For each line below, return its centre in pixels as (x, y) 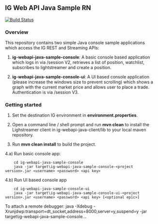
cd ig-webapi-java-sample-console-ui (52, 189)
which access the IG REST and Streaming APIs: (52, 48)
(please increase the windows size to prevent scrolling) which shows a (83, 82)
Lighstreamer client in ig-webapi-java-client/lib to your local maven (79, 130)
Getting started (24, 105)
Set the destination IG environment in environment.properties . (75, 115)
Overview (17, 32)
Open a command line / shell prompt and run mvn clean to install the (80, 125)
